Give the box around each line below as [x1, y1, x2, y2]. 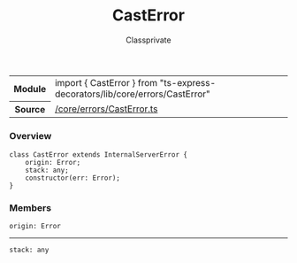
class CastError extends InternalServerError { [9, 150, 188, 159]
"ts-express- [159, 76, 217, 89]
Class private [126, 35, 171, 45]
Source [14, 104, 46, 116]
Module [13, 82, 47, 95]
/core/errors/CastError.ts [54, 103, 158, 115]
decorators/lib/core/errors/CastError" [54, 88, 210, 100]
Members [9, 201, 51, 213]
